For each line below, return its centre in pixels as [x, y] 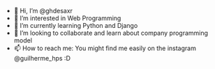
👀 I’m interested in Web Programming [67, 18]
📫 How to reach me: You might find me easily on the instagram [105, 48]
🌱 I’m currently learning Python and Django [76, 25]
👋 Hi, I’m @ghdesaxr [43, 11]
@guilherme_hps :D [42, 58]
